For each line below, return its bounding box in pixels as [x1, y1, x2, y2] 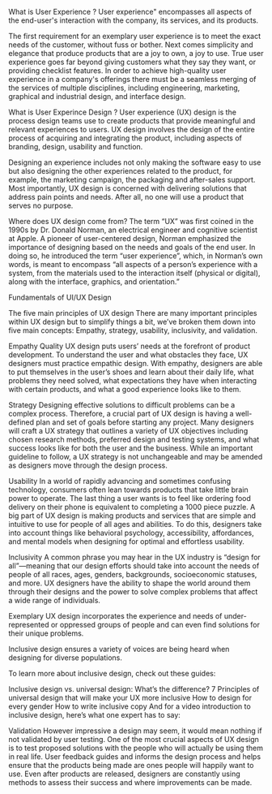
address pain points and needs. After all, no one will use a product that [8, 192, 244, 201]
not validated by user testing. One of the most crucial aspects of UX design [8, 735, 259, 744]
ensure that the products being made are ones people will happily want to [8, 761, 254, 770]
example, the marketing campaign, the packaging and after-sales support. [8, 175, 256, 184]
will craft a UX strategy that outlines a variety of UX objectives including [8, 426, 249, 435]
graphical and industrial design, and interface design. [8, 92, 186, 101]
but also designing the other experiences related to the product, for [8, 166, 233, 175]
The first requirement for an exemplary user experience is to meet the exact [8, 32, 261, 41]
